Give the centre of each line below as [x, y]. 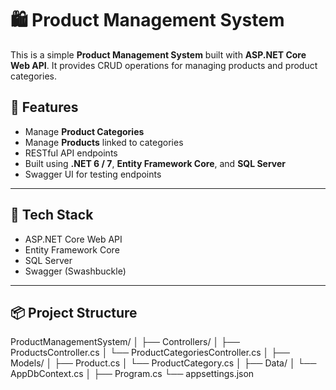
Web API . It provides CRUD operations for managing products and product [164, 65]
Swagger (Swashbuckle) [75, 271]
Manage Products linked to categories [104, 142]
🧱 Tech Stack [52, 215]
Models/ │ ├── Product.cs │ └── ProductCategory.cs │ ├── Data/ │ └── [163, 363]
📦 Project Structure [74, 312]
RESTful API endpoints [71, 153]
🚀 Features [44, 107]
